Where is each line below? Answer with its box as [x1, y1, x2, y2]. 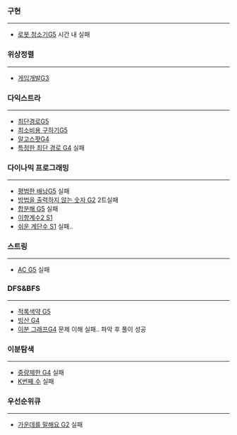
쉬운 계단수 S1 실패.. [17, 222, 73, 231]
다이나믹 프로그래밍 [7, 162, 69, 172]
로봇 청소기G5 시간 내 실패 [17, 30, 90, 39]
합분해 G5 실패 [17, 205, 59, 213]
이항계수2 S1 [17, 213, 53, 222]
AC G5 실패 [17, 266, 50, 274]
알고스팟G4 [17, 134, 49, 143]
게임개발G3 [17, 73, 49, 82]
